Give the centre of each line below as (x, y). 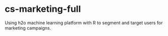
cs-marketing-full (43, 9)
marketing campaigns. (28, 28)
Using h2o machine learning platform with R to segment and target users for (84, 23)
